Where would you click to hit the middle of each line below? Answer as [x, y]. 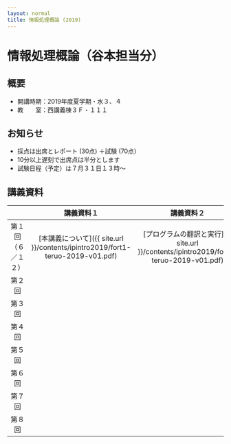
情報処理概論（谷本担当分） [86, 56]
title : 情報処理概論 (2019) [44, 20]
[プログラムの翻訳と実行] [184, 234]
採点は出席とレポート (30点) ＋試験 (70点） [78, 151]
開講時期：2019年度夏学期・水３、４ [69, 101]
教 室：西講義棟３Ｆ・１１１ [62, 110]
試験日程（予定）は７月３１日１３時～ [71, 168]
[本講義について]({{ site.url [81, 239]
